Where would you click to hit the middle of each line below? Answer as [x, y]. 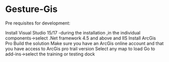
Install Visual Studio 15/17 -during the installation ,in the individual [73, 32]
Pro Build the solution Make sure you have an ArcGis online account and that [84, 43]
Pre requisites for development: [38, 23]
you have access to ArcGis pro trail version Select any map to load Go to [80, 48]
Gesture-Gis [31, 9]
